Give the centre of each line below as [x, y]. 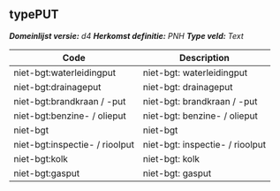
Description [204, 57]
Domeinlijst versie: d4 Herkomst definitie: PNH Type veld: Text [127, 35]
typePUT [34, 15]
